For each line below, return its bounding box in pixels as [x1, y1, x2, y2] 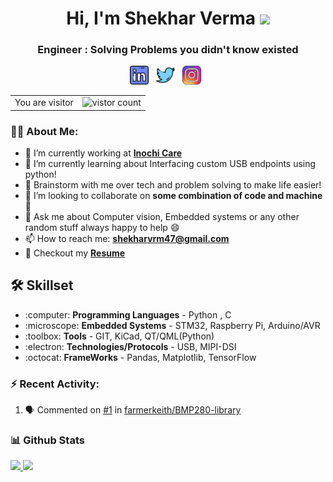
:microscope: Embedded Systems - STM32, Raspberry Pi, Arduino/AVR [24, 319, 321, 331]
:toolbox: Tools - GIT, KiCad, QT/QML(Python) [24, 330, 215, 342]
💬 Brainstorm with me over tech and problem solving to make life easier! [24, 179, 322, 191]
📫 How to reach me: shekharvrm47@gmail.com [24, 233, 230, 245]
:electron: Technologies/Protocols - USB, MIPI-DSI [24, 340, 237, 352]
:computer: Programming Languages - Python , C [24, 308, 232, 321]
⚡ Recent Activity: [10, 377, 100, 391]
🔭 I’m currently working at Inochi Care [24, 147, 183, 159]
